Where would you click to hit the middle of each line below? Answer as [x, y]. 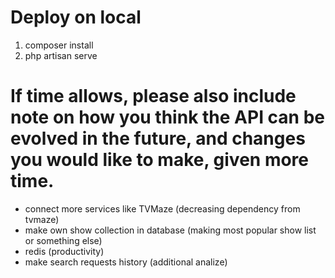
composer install [59, 45]
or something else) [63, 240]
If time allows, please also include [153, 96]
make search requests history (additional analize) [126, 262]
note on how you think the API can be [168, 117]
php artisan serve [61, 55]
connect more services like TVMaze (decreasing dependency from [162, 208]
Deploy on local [76, 17]
